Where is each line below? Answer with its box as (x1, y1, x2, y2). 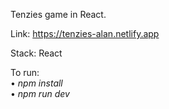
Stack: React (10, 47, 63, 59)
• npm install (10, 77, 63, 89)
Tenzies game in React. (10, 9, 107, 20)
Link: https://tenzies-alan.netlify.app (10, 28, 160, 39)
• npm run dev (10, 88, 70, 99)
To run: (10, 67, 40, 78)
